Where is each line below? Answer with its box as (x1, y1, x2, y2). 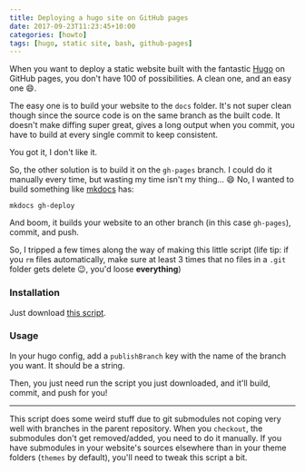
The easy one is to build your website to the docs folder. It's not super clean (9, 101, 292, 112)
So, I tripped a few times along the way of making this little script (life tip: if (9, 244, 289, 255)
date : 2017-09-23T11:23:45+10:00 (9, 22, 136, 31)
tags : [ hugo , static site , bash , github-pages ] (9, 38, 193, 48)
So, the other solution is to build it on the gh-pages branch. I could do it (9, 164, 272, 175)
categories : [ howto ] (9, 30, 88, 39)
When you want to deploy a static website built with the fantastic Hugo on (9, 64, 286, 74)
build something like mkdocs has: (9, 183, 134, 195)
